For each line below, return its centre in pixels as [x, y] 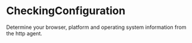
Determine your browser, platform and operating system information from [96, 27]
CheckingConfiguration [66, 11]
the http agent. [24, 33]
